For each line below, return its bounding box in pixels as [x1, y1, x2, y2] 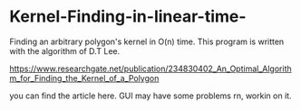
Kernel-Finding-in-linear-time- [9, 6, 247, 27]
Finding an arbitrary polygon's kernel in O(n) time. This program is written [9, 36, 285, 47]
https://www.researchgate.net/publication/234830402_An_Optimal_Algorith [9, 63, 292, 74]
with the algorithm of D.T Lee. [9, 45, 121, 56]
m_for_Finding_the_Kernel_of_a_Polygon [9, 72, 160, 83]
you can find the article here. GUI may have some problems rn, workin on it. [9, 90, 292, 101]
